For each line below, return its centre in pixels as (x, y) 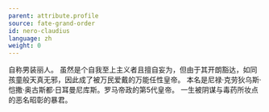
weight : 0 (25, 46)
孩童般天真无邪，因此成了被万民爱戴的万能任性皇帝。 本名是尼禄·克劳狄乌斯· (135, 80)
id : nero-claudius (39, 31)
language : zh (30, 38)
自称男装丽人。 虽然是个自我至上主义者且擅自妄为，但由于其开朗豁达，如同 (133, 70)
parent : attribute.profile (54, 16)
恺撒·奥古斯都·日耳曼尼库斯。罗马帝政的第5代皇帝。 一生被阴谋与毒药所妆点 (134, 90)
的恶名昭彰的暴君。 (40, 100)
